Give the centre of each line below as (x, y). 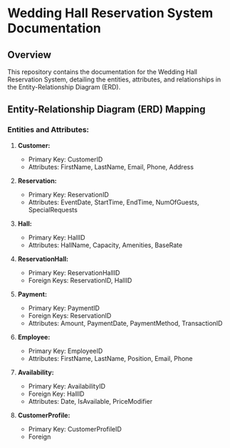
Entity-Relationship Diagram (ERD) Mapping (106, 110)
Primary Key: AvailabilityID (67, 386)
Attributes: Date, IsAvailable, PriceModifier (90, 401)
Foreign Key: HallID (56, 394)
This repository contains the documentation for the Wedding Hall (103, 72)
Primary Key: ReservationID (68, 194)
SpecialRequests (53, 209)
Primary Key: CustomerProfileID (75, 429)
